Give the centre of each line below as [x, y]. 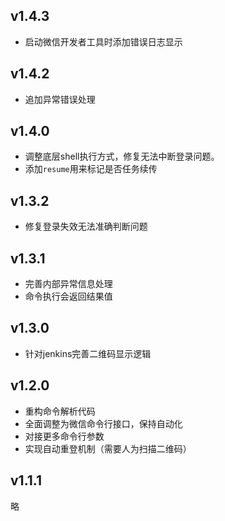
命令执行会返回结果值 [68, 296]
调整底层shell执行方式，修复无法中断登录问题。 [122, 156]
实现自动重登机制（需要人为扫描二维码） [108, 448]
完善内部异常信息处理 [68, 284]
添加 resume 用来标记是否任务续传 [91, 169]
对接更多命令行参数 [64, 436]
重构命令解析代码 [60, 411]
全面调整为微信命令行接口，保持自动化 [103, 423]
